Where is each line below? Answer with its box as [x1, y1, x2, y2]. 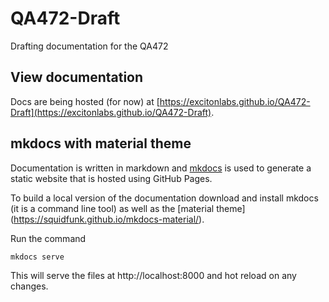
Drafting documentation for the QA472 [10, 40, 169, 52]
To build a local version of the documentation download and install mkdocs [10, 192, 319, 204]
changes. [10, 280, 49, 292]
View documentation [10, 69, 144, 86]
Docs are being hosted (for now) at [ [10, 95, 160, 107]
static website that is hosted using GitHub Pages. [10, 172, 213, 184]
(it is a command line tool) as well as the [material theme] [10, 202, 246, 214]
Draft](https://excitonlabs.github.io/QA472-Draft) [10, 106, 212, 118]
